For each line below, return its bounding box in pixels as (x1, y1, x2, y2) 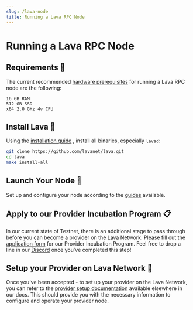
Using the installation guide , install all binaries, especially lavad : (6, 137, 161, 144)
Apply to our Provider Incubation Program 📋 (6, 209, 171, 219)
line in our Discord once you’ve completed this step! (6, 246, 132, 253)
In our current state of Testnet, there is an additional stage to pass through (6, 227, 185, 234)
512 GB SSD (6, 101, 33, 107)
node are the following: (6, 84, 62, 91)
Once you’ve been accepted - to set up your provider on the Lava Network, (6, 279, 188, 286)
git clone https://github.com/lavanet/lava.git (6, 149, 125, 155)
